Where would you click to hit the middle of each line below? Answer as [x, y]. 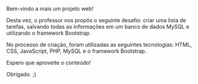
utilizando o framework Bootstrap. [49, 33]
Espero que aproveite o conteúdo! [49, 63]
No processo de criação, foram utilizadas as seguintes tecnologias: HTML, [99, 45]
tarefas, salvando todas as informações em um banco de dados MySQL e [98, 27]
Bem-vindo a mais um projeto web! [50, 9]
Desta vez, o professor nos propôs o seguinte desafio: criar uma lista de [96, 20]
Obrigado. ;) [21, 74]
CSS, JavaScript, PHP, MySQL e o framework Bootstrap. [76, 51]
